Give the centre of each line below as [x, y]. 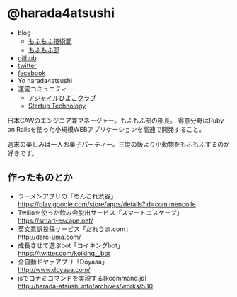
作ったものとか [40, 178]
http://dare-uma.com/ [49, 237]
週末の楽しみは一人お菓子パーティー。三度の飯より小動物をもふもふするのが [118, 144]
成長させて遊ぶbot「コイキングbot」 [70, 245]
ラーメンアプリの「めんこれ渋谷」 [67, 196]
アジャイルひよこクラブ [62, 98]
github [27, 57]
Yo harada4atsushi [45, 80]
